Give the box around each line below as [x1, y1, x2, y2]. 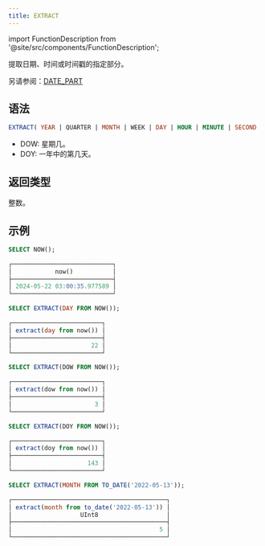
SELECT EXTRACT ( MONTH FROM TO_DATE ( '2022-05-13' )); [8, 481, 185, 489]
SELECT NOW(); [8, 245, 56, 253]
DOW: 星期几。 [19, 139, 70, 149]
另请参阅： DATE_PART [8, 76, 84, 85]
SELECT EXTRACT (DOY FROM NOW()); [8, 422, 120, 430]
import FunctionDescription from [8, 34, 116, 43]
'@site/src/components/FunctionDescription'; [8, 42, 159, 52]
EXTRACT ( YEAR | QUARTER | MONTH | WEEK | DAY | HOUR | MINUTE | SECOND [8, 124, 257, 132]
